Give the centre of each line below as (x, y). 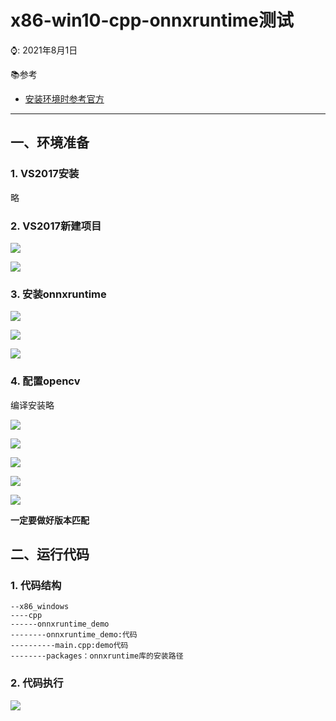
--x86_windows (40, 607)
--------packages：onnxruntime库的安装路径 (97, 656)
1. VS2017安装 (45, 174)
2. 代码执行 (37, 683)
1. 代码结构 (36, 585)
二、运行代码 (50, 554)
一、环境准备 (50, 142)
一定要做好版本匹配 (50, 520)
